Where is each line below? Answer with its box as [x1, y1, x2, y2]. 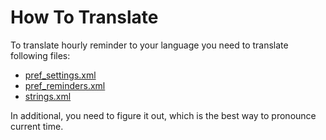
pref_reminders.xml [24, 79, 106, 91]
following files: [10, 49, 71, 61]
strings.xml [24, 90, 72, 102]
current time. [10, 120, 64, 132]
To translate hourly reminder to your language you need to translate [10, 39, 289, 51]
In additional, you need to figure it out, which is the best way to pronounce [10, 109, 317, 121]
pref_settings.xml [24, 69, 97, 81]
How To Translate [10, 6, 159, 29]
